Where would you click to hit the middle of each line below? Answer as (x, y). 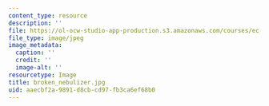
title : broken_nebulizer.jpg (57, 82)
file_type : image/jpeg (46, 38)
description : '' (35, 23)
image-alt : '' (39, 68)
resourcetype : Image (43, 75)
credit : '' (34, 61)
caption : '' (36, 53)
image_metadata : (35, 45)
